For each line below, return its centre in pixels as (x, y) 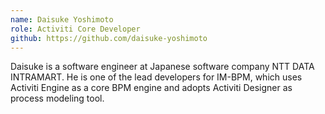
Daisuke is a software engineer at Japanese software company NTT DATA (162, 67)
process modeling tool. (57, 98)
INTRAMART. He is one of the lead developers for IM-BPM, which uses (156, 77)
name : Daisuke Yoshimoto (62, 19)
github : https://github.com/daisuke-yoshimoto (109, 38)
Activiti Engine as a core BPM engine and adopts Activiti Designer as (151, 88)
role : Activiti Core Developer (75, 29)
